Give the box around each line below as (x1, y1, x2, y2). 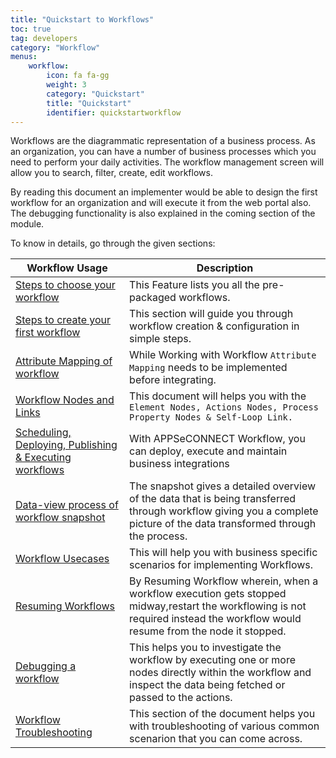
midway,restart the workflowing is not (129, 599, 307, 613)
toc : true (10, 24, 52, 34)
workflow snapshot (15, 511, 106, 525)
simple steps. (129, 332, 192, 346)
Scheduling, (15, 426, 72, 440)
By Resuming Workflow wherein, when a (129, 574, 319, 588)
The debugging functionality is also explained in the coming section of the (10, 207, 316, 220)
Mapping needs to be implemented (129, 361, 288, 375)
